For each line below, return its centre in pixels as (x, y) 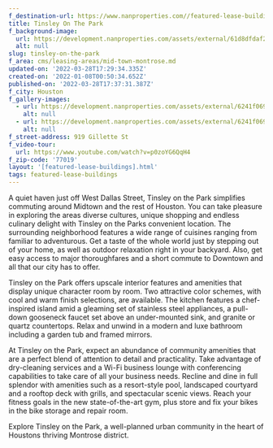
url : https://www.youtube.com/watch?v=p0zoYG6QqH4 (103, 152)
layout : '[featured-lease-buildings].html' (83, 167)
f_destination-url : (41, 16)
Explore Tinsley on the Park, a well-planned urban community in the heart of (136, 426)
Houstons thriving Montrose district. (69, 435)
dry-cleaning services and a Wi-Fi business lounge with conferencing (125, 368)
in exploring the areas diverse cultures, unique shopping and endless (124, 215)
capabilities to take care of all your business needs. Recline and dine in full (133, 376)
